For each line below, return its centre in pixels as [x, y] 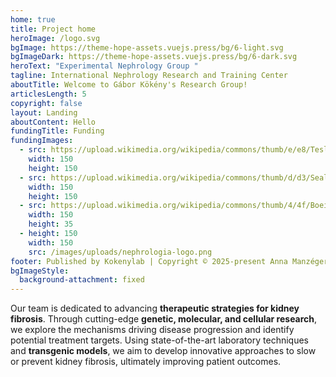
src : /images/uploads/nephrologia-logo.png [120, 252]
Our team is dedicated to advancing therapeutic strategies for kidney [155, 308]
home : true [33, 19]
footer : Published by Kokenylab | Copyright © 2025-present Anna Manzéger [169, 261]
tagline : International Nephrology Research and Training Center [149, 76]
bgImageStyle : [40, 271]
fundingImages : [42, 141]
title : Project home [53, 29]
